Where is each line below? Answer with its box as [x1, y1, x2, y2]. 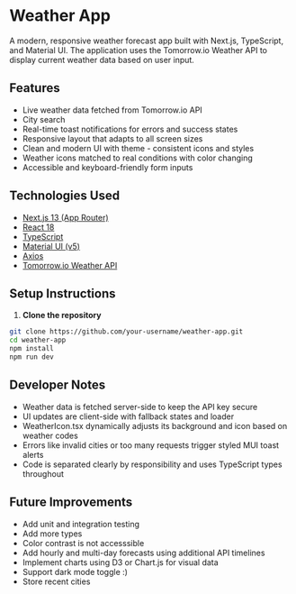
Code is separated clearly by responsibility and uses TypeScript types [22, 459, 283, 470]
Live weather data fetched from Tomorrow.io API [22, 105, 202, 115]
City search [22, 114, 66, 124]
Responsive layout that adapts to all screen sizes [22, 133, 203, 144]
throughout [22, 468, 65, 479]
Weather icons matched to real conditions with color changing [22, 152, 254, 163]
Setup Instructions [9, 286, 116, 301]
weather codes [22, 430, 78, 441]
